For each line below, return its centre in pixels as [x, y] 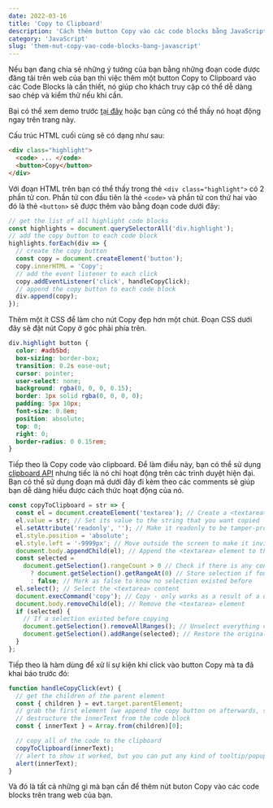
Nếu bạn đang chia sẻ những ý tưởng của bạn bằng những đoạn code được [134, 69]
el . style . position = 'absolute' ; [72, 535]
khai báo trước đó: [39, 673]
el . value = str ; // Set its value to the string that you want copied [138, 521]
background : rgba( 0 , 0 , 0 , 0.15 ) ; [74, 389]
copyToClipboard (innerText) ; [65, 748]
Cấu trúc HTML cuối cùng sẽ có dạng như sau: [87, 136]
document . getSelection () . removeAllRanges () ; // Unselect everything [141, 627]
